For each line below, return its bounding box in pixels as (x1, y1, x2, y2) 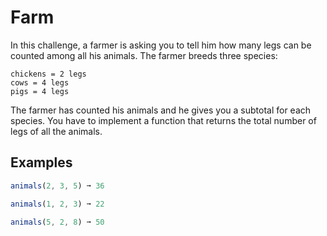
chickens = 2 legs (10, 69, 87, 79)
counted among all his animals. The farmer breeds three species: (10, 49, 278, 61)
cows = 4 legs (10, 77, 70, 88)
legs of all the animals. (10, 125, 103, 137)
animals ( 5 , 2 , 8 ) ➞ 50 (10, 217, 105, 227)
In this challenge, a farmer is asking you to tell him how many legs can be (10, 39, 312, 51)
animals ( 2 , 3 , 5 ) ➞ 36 (10, 181, 105, 191)
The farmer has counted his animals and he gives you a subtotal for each (10, 104, 312, 116)
